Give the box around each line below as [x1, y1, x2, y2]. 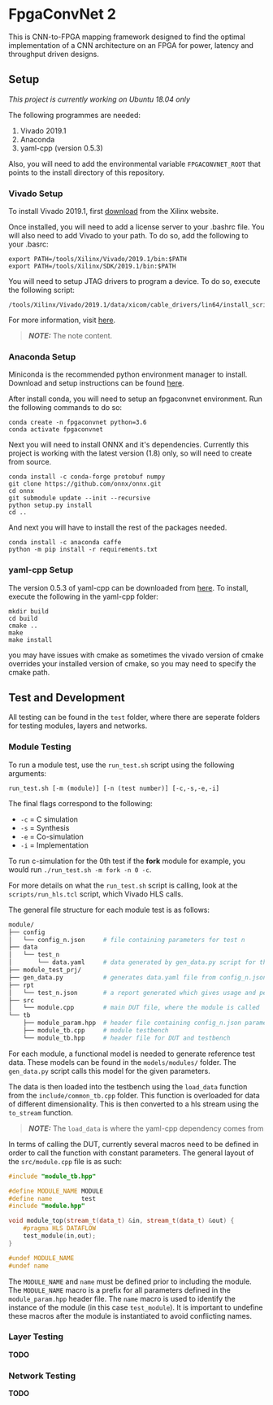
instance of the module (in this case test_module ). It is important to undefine [8, 1302, 263, 1312]
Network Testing [8, 1370, 76, 1381]
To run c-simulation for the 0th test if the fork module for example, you [8, 856, 245, 866]
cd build [8, 614, 38, 622]
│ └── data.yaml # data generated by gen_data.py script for [8, 958, 256, 966]
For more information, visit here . [8, 315, 116, 325]
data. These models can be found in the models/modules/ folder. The [8, 1057, 237, 1067]
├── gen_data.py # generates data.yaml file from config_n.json [8, 973, 267, 981]
